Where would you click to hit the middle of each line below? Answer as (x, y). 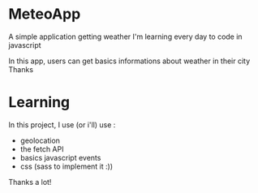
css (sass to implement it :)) (67, 166)
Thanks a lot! (30, 182)
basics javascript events (60, 157)
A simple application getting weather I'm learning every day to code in (125, 36)
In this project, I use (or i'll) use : (62, 124)
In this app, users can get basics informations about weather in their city (129, 61)
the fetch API (42, 149)
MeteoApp (45, 14)
